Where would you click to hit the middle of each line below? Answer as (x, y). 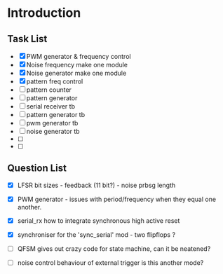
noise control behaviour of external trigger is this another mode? (110, 263)
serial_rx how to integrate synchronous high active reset (99, 220)
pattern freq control (55, 81)
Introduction (44, 13)
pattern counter (49, 90)
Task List (27, 39)
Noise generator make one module (76, 73)
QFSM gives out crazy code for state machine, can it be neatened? (114, 249)
